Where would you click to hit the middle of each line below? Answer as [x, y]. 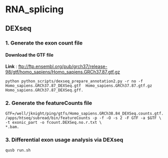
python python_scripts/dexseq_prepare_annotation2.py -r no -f [74, 81]
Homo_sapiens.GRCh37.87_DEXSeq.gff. [44, 90]
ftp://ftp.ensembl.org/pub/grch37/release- [63, 66]
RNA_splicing [35, 9]
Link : [11, 66]
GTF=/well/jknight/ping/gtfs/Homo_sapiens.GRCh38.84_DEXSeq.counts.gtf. [85, 114]
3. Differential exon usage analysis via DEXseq [64, 140]
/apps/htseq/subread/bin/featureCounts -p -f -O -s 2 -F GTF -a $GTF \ [83, 118]
